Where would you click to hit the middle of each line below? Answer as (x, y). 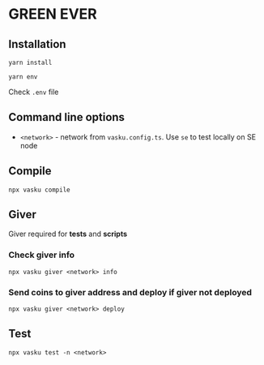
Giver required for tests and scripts (68, 234)
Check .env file (34, 92)
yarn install (30, 62)
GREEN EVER (53, 14)
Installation (37, 44)
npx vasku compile (39, 190)
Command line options (67, 117)
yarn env (23, 77)
